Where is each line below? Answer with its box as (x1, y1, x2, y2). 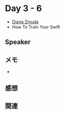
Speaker (5, 38, 31, 46)
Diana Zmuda (12, 19, 39, 25)
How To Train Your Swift (12, 24, 60, 29)
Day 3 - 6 (5, 3, 42, 14)
